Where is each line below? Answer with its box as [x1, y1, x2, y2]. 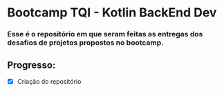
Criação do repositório [17, 77, 82, 85]
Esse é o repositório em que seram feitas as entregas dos [7, 30, 203, 39]
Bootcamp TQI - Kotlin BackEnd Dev [7, 5, 217, 21]
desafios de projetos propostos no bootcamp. [7, 38, 164, 47]
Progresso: [7, 59, 56, 71]
